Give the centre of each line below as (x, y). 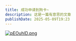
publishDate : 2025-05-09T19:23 (38, 19)
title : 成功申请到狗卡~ (27, 10)
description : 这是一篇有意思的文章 (38, 14)
